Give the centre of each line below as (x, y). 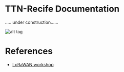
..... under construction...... (32, 22)
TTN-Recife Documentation (62, 9)
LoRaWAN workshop (33, 64)
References (29, 51)
